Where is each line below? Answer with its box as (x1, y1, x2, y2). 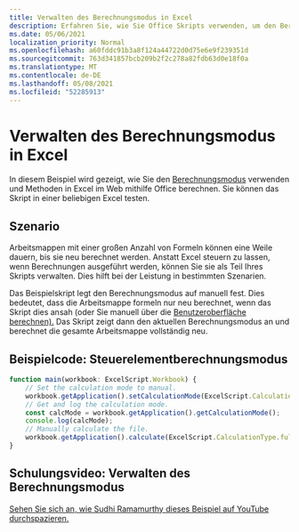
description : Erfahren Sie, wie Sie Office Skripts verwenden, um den (9, 21, 277, 30)
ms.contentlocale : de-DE (9, 71, 101, 80)
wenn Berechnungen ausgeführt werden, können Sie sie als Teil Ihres (9, 262, 263, 272)
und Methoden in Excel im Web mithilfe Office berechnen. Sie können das (9, 183, 279, 194)
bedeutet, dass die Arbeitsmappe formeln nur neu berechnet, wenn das (9, 297, 271, 308)
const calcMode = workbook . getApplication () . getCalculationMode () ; (25, 408, 280, 417)
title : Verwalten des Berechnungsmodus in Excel (9, 12, 193, 22)
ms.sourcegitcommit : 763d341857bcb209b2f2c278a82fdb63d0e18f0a (9, 54, 249, 63)
